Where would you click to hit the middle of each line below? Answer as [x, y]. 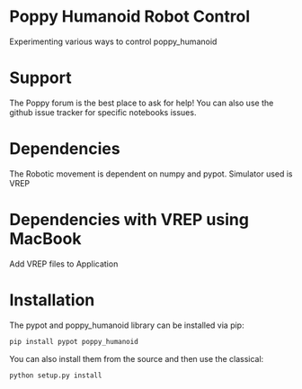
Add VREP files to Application [64, 264]
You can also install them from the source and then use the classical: [137, 358]
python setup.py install [56, 375]
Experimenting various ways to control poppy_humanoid [113, 41]
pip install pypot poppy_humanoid [74, 341]
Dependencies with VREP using [129, 220]
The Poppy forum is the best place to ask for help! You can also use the [142, 103]
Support [40, 78]
